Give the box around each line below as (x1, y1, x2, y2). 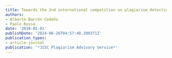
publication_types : (5, 36, 47, 41)
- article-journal (5, 40, 45, 45)
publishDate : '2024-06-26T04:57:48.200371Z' (5, 31, 102, 36)
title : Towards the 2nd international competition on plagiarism (5, 7, 147, 13)
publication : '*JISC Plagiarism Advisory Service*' (5, 45, 118, 50)
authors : (5, 12, 24, 17)
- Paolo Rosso (5, 21, 36, 27)
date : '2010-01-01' (5, 26, 47, 31)
